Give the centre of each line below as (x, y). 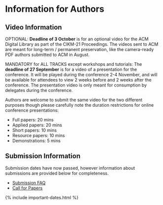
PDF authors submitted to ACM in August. (47, 55)
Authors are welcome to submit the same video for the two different (74, 100)
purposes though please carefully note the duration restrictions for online (80, 105)
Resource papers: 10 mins (38, 135)
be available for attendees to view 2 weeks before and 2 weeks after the (78, 80)
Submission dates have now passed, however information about (70, 168)
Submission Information (43, 156)
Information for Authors (55, 9)
